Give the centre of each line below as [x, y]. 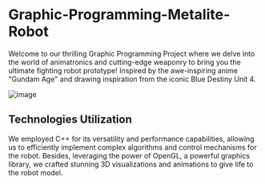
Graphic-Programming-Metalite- [119, 15]
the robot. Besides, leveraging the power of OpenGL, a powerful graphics [129, 155]
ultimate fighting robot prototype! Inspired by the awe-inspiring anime [123, 70]
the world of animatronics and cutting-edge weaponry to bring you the [125, 62]
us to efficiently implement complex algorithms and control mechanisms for [133, 147]
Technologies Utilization [70, 120]
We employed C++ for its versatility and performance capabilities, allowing [131, 139]
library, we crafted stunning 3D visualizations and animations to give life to [131, 164]
